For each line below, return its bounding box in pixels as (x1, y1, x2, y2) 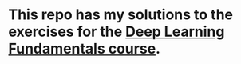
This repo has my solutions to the (8, 6, 234, 24)
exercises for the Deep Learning (8, 22, 225, 41)
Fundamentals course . (8, 40, 161, 58)
